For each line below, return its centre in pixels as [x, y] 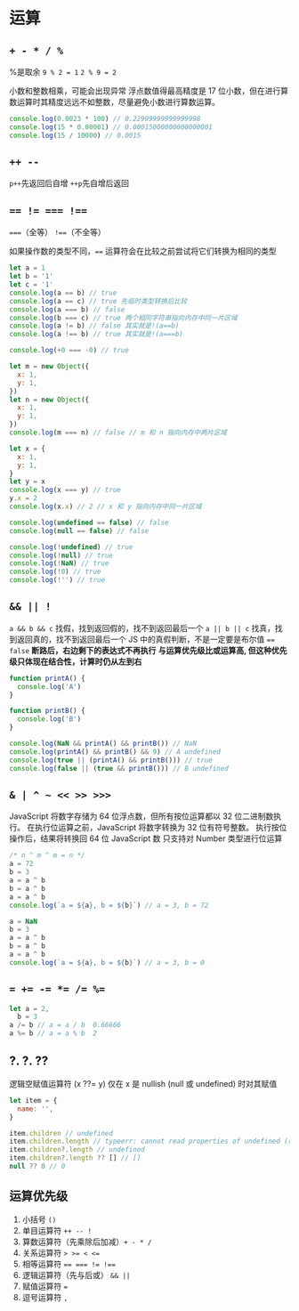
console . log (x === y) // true [65, 490]
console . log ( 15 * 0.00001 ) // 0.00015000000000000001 [111, 127]
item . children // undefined [61, 1133]
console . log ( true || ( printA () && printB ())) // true [111, 760]
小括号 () [39, 1219]
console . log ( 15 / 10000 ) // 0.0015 [75, 135]
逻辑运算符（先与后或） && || [76, 1275]
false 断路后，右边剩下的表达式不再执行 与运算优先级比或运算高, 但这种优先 [148, 650]
